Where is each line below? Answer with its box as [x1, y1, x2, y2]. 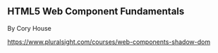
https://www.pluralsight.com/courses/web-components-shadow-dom [7, 38, 210, 46]
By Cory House [7, 24, 52, 32]
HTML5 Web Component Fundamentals [7, 6, 185, 17]
